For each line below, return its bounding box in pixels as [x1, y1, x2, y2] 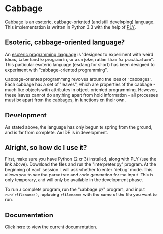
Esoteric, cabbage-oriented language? [5, 39, 125, 47]
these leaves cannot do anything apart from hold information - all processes [5, 92, 158, 97]
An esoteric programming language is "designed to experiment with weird [5, 51, 154, 57]
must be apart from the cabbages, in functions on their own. [5, 97, 126, 103]
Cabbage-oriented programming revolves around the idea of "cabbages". [5, 76, 153, 82]
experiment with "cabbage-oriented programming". [5, 67, 108, 73]
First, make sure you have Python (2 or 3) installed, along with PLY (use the [5, 156, 157, 162]
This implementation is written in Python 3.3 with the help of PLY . [5, 24, 136, 30]
